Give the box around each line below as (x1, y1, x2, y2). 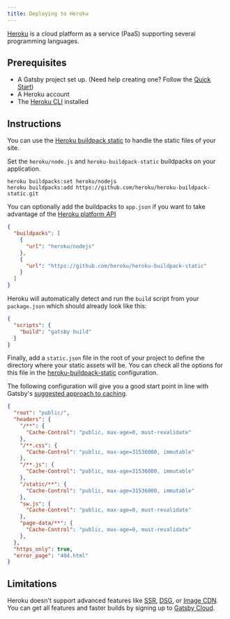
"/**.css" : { (20, 442, 58, 449)
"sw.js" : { (20, 500, 52, 507)
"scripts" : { (13, 321, 52, 328)
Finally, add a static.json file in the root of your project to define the (7, 353, 205, 362)
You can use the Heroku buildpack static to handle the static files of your (7, 137, 216, 145)
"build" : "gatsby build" (20, 328, 92, 335)
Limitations (7, 578, 57, 590)
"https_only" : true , (13, 545, 73, 553)
